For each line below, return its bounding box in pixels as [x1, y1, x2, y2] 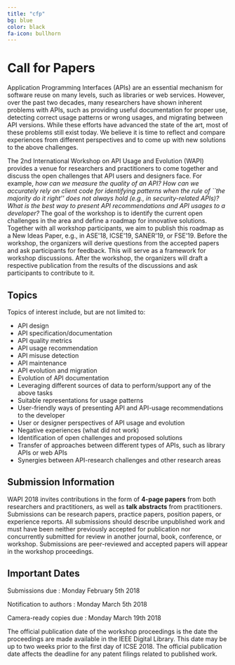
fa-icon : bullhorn [7, 30, 61, 37]
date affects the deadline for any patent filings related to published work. [7, 650, 217, 658]
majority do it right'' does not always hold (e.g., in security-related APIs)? [7, 194, 220, 202]
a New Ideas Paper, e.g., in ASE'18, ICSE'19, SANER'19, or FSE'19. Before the [7, 231, 228, 240]
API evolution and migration [17, 366, 98, 375]
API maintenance [17, 359, 67, 367]
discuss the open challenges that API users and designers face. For [7, 172, 203, 180]
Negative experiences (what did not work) [17, 426, 140, 434]
